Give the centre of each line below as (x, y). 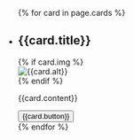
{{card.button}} (46, 116)
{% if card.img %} (51, 62)
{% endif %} (40, 81)
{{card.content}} (47, 97)
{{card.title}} (54, 40)
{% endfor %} (43, 127)
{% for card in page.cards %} (71, 13)
